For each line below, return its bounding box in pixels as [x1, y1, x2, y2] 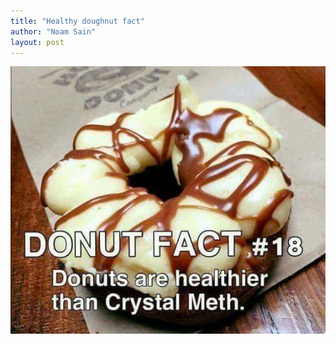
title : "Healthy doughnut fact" [10, 16, 145, 26]
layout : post [10, 37, 65, 47]
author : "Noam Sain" [10, 26, 97, 37]
